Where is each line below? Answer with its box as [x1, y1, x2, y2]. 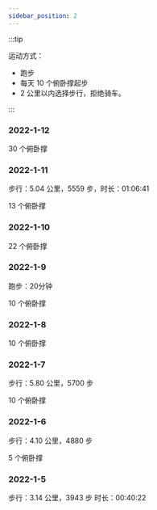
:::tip [8, 34, 23, 44]
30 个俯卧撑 [8, 143, 48, 154]
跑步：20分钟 [8, 280, 53, 291]
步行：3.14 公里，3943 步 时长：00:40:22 [8, 493, 147, 502]
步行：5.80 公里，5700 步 [8, 378, 94, 388]
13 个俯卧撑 [8, 201, 47, 211]
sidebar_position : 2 [8, 11, 78, 20]
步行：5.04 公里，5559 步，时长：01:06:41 [8, 183, 150, 194]
